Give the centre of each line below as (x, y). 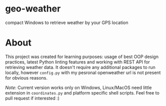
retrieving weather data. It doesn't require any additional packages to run (80, 67)
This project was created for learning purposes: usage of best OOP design (82, 56)
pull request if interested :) (32, 98)
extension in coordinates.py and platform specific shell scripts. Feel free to (82, 92)
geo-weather (33, 9)
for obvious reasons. (26, 77)
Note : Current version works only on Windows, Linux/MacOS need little (78, 87)
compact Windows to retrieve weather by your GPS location (67, 22)
